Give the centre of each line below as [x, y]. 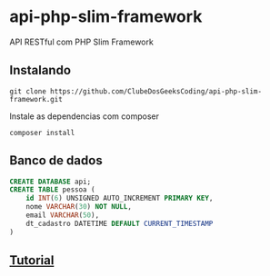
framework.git [36, 99]
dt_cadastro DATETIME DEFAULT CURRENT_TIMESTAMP [120, 223]
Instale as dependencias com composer [84, 116]
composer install [42, 133]
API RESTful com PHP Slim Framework [82, 42]
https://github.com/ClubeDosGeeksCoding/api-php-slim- [155, 91]
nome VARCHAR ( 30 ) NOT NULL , [79, 207]
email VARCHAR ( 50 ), [63, 215]
